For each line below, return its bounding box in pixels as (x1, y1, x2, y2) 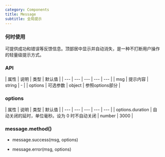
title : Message (5, 12, 36, 17)
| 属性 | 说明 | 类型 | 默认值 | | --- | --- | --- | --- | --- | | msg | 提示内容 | (5, 76, 149, 82)
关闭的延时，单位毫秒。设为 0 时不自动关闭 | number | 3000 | (9, 113, 134, 119)
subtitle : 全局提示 (5, 16, 42, 21)
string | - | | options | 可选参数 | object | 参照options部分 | (5, 82, 120, 88)
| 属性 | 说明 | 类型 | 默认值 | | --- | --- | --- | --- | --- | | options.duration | (5, 107, 152, 113)
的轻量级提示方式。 (5, 52, 44, 58)
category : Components (5, 7, 50, 12)
